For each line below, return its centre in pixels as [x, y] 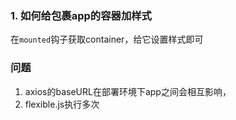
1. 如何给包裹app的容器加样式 [81, 15]
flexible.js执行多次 [62, 104]
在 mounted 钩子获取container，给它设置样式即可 [107, 39]
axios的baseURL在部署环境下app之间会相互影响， [128, 91]
